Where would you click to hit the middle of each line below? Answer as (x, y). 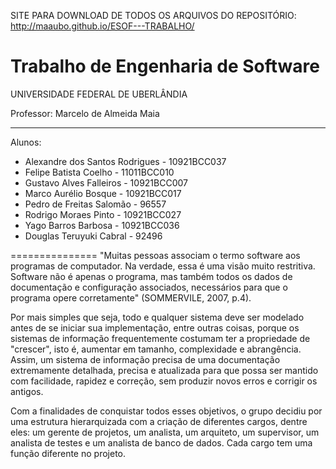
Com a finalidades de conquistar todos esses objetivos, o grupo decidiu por (166, 411)
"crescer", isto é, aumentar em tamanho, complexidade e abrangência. (156, 349)
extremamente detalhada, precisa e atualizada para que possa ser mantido (164, 370)
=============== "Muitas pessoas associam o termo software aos (155, 255)
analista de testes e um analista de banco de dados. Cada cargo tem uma (161, 442)
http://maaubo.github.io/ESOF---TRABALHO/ (102, 26)
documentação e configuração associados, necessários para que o (149, 287)
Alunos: (26, 142)
